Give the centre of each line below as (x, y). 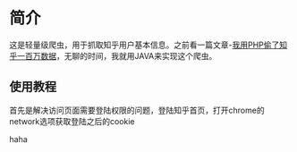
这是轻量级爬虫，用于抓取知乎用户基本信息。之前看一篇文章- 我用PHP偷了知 (148, 45)
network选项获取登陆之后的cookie (72, 121)
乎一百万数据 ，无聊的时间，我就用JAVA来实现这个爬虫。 (113, 55)
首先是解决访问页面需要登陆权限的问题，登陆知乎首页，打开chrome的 (137, 110)
